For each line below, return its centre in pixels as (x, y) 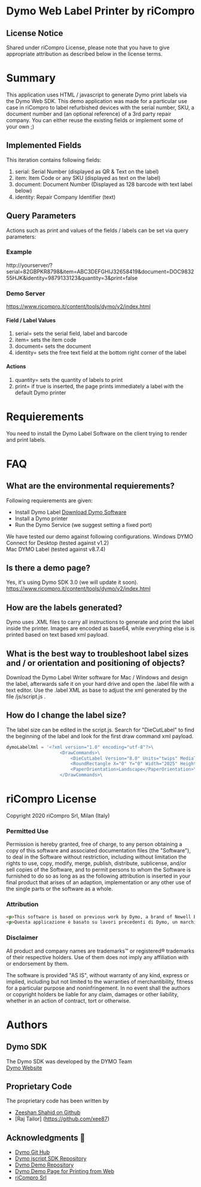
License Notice (35, 33)
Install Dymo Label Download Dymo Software (71, 512)
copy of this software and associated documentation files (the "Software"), (99, 851)
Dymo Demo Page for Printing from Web (65, 1171)
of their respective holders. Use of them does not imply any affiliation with (98, 957)
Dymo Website (24, 1068)
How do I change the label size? (66, 715)
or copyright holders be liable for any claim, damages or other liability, (92, 994)
